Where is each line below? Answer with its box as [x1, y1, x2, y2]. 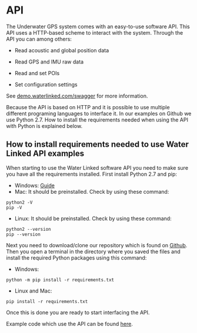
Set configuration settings [14, 80, 78, 88]
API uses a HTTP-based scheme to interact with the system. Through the [6, 29, 183, 36]
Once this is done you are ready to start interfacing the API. [6, 309, 150, 316]
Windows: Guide [14, 181, 55, 189]
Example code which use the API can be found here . [6, 320, 133, 327]
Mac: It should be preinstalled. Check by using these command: [14, 188, 169, 195]
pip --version [6, 231, 41, 237]
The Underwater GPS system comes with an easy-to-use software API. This [6, 23, 190, 30]
